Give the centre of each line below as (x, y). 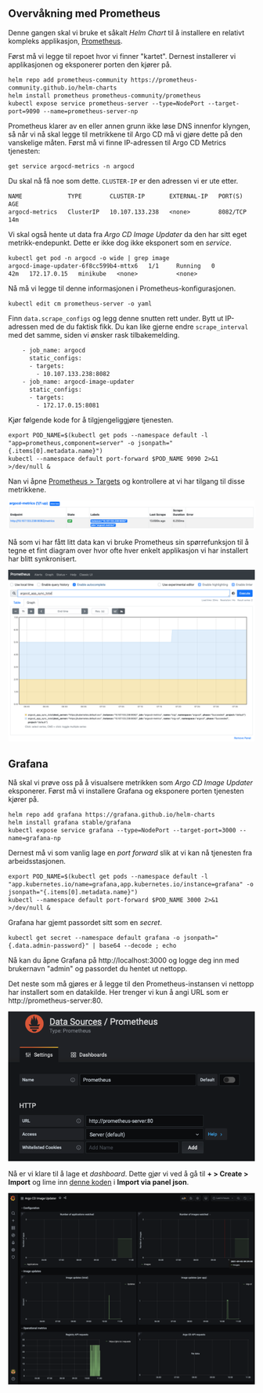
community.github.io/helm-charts (63, 88)
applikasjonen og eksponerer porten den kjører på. (90, 64)
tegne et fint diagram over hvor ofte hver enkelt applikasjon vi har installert (128, 550)
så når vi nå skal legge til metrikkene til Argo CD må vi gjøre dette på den (125, 134)
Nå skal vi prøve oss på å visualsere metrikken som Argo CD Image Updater (130, 783)
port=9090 (24, 111)
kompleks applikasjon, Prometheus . (65, 41)
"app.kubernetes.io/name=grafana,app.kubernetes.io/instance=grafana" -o (131, 885)
